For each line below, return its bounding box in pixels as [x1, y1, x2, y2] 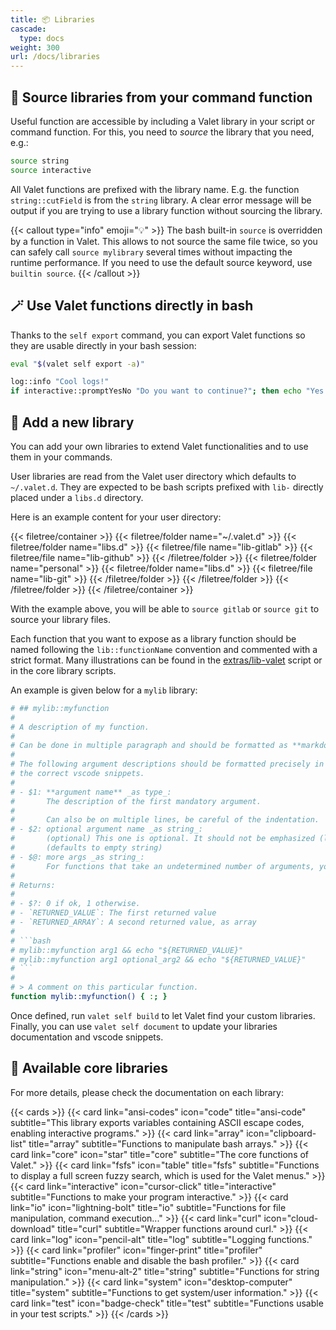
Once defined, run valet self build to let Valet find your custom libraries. [10, 1009, 316, 1021]
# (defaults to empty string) [10, 843, 163, 853]
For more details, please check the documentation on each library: [10, 1086, 285, 1098]
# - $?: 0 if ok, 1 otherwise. [10, 899, 141, 909]
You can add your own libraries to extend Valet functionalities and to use [10, 440, 309, 452]
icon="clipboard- [246, 1127, 317, 1139]
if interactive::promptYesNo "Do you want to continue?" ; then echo [10, 386, 302, 396]
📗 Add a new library [10, 414, 135, 431]
